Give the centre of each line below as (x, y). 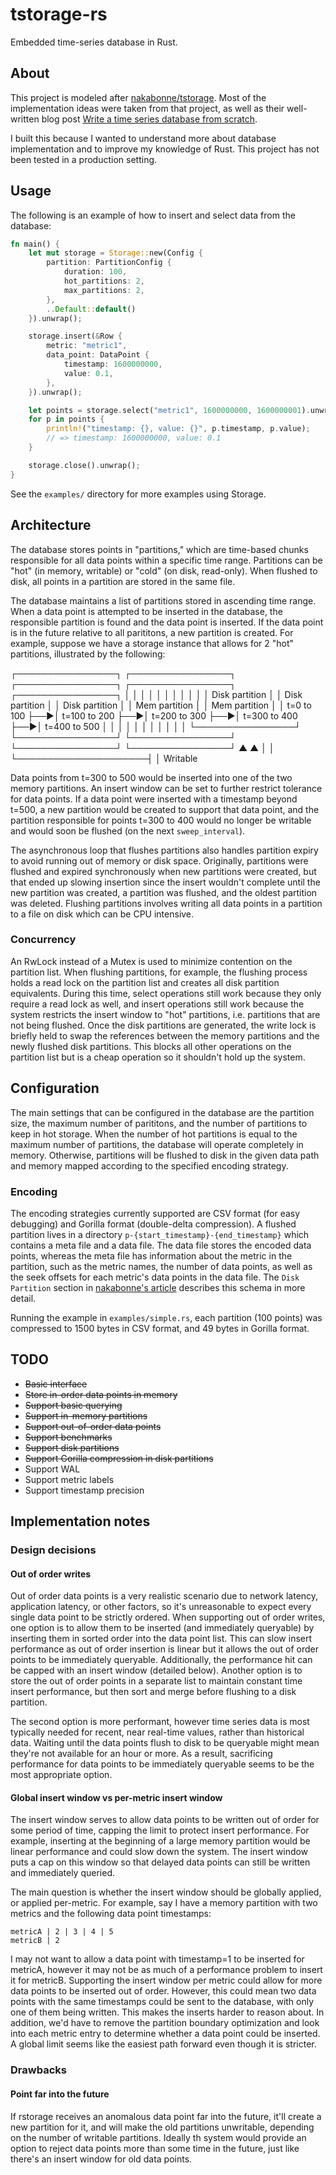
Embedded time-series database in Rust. (94, 42)
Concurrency (43, 940)
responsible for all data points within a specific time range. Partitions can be (166, 560)
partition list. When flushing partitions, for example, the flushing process (159, 972)
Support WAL (52, 1469)
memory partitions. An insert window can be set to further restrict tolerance (166, 788)
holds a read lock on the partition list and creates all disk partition (145, 982)
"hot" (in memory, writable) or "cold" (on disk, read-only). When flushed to (164, 570)
